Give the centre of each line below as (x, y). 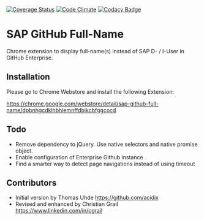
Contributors (32, 183)
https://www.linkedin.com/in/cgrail (59, 211)
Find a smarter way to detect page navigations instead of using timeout (105, 164)
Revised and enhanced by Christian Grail (66, 204)
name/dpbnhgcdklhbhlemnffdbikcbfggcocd (61, 110)
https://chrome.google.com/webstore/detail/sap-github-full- (83, 104)
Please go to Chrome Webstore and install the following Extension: (90, 91)
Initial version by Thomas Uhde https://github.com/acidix (87, 198)
